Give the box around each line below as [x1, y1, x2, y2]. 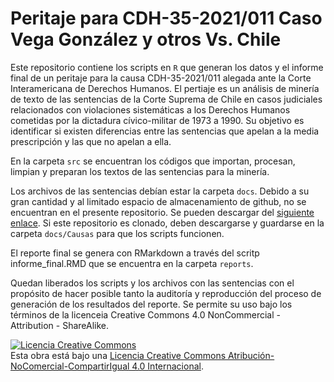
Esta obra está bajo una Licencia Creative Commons [10, 349, 227, 361]
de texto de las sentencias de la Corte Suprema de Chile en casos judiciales [10, 93, 323, 105]
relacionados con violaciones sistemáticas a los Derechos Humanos [10, 103, 291, 116]
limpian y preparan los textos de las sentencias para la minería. [10, 165, 270, 177]
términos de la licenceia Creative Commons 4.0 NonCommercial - [10, 308, 281, 321]
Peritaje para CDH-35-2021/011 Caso [10, 7, 323, 30]
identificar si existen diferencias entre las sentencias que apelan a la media [10, 125, 320, 137]
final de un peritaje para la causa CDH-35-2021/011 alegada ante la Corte [10, 72, 312, 84]
